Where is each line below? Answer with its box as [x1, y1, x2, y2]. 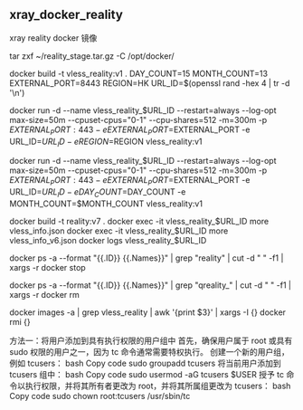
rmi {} [9, 317, 32, 327]
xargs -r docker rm [9, 290, 80, 300]
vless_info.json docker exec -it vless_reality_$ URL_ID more [9, 225, 229, 236]
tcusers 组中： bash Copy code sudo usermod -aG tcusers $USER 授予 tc [9, 369, 285, 379]
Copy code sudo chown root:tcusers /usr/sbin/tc [9, 391, 191, 401]
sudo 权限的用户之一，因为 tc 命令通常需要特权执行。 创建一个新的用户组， [9, 347, 289, 357]
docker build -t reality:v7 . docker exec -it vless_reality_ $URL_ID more [9, 216, 270, 226]
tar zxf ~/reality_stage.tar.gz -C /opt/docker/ [9, 50, 175, 62]
